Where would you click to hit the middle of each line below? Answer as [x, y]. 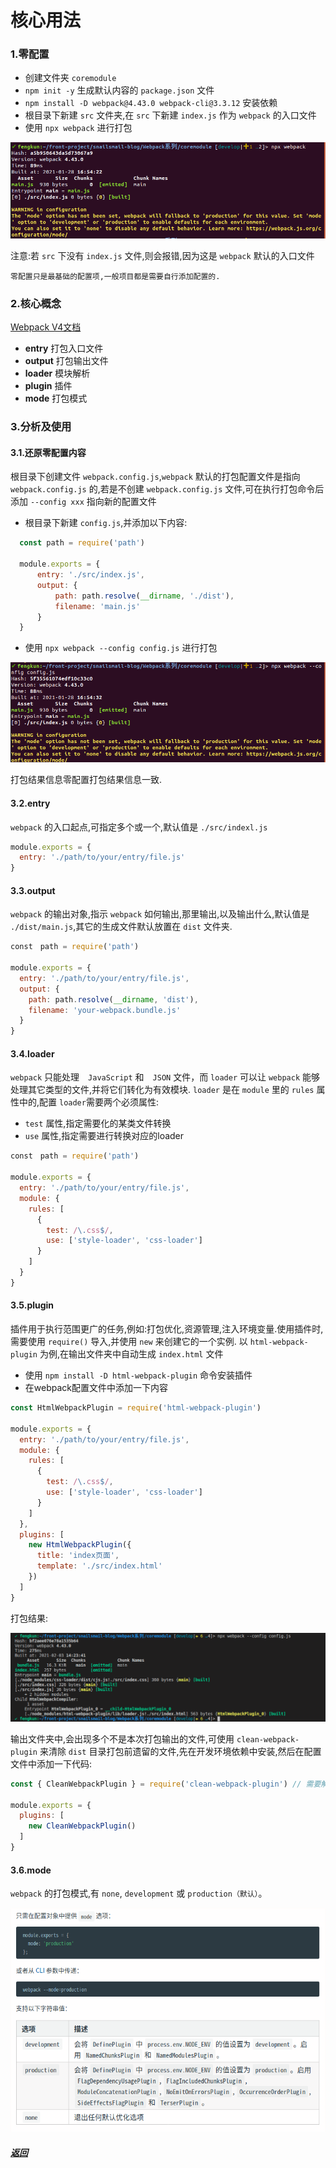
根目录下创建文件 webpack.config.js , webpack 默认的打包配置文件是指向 [155, 477]
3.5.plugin [32, 1305]
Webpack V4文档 [46, 327]
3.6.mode [31, 1870]
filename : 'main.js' [97, 606]
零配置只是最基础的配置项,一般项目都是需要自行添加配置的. [115, 277]
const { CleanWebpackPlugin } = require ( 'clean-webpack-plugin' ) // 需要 [166, 1784]
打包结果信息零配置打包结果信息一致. [86, 780]
